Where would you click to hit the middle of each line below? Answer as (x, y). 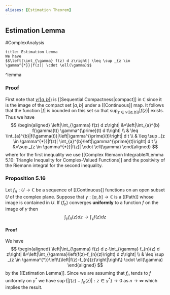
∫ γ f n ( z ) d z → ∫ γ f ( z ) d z (85, 218)
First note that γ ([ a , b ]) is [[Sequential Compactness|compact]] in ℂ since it (83, 99)
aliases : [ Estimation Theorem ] (38, 10)
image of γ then (22, 209)
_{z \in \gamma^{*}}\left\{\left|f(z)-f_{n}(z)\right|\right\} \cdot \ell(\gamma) (85, 260)
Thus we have (20, 117)
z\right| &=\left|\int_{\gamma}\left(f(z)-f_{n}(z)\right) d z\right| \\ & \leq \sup (85, 254)
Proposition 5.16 (25, 178)
